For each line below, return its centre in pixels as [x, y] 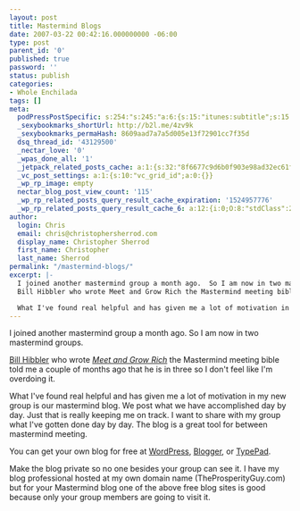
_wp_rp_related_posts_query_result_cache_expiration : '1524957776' [146, 201]
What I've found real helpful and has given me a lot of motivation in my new [148, 396]
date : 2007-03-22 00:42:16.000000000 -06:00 [93, 34]
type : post [29, 42]
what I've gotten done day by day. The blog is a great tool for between [138, 424]
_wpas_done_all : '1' [55, 159]
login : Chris [42, 225]
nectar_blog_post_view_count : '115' [85, 192]
